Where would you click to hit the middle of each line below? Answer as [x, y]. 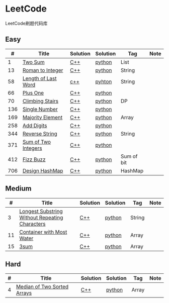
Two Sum [33, 62]
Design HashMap [43, 170]
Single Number [40, 109]
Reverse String [40, 134]
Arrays [24, 293]
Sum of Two [37, 142]
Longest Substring [41, 211]
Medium [18, 189]
